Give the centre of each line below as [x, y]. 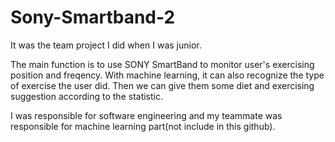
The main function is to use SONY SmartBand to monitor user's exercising [162, 64]
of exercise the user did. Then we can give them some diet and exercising [162, 85]
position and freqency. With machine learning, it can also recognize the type [167, 75]
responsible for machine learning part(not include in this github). [143, 126]
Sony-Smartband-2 [93, 17]
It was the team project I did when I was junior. [106, 45]
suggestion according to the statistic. [87, 96]
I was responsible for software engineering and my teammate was [146, 115]
